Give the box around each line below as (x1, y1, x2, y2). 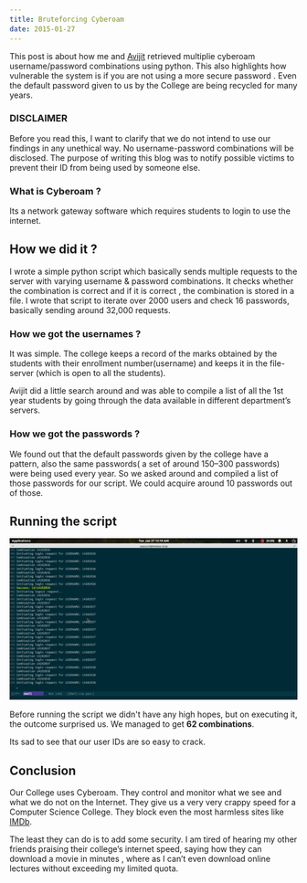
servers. (9, 405, 41, 415)
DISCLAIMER (9, 112, 69, 125)
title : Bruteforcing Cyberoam (9, 15, 125, 24)
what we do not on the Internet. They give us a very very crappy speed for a (9, 796, 297, 807)
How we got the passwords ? (9, 427, 140, 440)
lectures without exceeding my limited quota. (9, 863, 179, 874)
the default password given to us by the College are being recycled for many (9, 79, 298, 90)
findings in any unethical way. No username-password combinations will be (9, 142, 294, 153)
